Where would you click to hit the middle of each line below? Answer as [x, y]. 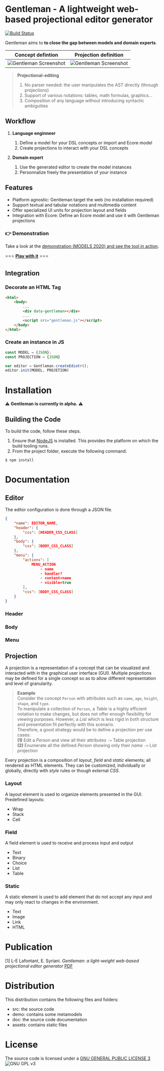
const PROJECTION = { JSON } [33, 357]
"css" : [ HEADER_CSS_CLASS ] [50, 532]
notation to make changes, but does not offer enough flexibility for [84, 714]
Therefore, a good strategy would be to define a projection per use [85, 730]
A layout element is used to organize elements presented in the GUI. [74, 794]
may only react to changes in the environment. [52, 902]
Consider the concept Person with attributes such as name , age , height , [88, 698]
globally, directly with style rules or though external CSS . [63, 771]
